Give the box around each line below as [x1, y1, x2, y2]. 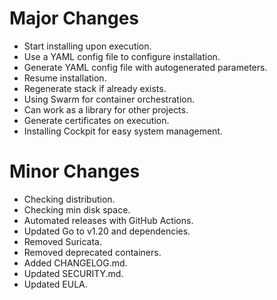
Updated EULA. [23, 278, 88, 290]
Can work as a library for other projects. [23, 103, 189, 116]
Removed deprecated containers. [23, 246, 162, 258]
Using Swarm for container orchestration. [23, 93, 196, 105]
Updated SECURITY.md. [23, 267, 124, 279]
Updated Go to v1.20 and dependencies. [23, 225, 191, 237]
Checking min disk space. [23, 203, 131, 216]
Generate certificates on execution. [23, 114, 170, 126]
